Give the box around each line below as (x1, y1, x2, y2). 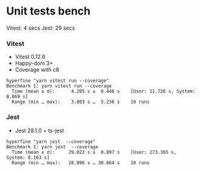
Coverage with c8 (14, 66, 60, 73)
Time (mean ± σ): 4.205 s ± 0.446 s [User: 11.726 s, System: (11, 88, 196, 94)
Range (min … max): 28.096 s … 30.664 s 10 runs (11, 159, 150, 166)
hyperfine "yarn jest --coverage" (6, 138, 96, 145)
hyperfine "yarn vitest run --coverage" (6, 78, 110, 84)
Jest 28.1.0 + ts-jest (14, 127, 65, 134)
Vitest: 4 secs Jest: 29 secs (6, 24, 75, 31)
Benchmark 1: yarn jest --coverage (6, 144, 98, 150)
